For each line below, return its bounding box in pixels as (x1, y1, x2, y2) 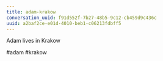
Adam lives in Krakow (6, 37, 61, 45)
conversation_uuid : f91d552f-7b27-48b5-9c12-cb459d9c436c (6, 15, 157, 21)
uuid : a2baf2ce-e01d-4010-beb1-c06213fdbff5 (6, 20, 121, 26)
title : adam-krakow (6, 9, 56, 15)
